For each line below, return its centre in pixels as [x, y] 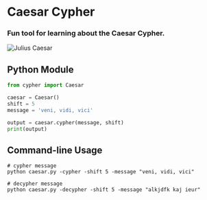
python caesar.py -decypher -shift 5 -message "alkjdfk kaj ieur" [104, 190]
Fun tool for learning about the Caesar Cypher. [86, 33]
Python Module [40, 69]
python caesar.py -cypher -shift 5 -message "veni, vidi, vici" [101, 172]
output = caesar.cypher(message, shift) [66, 123]
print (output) [27, 129]
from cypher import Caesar [46, 85]
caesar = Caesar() [33, 98]
